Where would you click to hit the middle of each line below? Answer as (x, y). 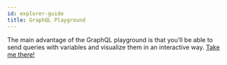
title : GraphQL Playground (46, 20)
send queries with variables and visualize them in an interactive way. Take (113, 47)
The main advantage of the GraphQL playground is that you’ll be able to (110, 39)
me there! (21, 54)
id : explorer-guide (36, 13)
